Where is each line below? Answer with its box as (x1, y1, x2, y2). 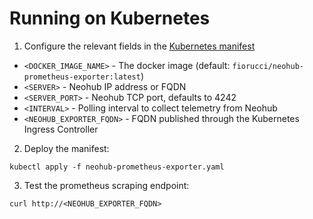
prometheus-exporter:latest (23, 72, 141, 82)
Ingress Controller (23, 123, 99, 135)
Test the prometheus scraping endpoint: (23, 179, 190, 191)
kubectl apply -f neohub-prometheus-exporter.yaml (9, 162, 225, 172)
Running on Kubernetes (9, 7, 211, 30)
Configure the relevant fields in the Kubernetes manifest (23, 40, 256, 52)
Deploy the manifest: (23, 142, 110, 154)
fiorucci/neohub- (232, 61, 304, 71)
